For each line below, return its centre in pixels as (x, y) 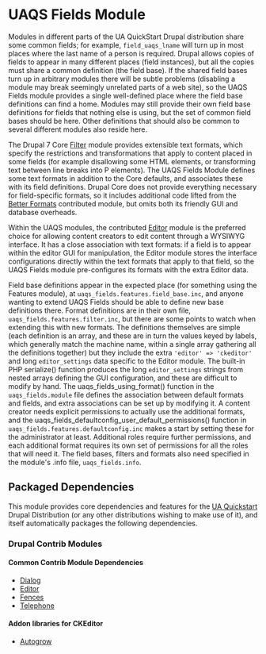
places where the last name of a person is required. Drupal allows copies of (131, 53)
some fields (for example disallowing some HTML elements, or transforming (132, 161)
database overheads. (43, 212)
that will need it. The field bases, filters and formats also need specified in (129, 453)
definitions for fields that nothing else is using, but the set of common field (130, 112)
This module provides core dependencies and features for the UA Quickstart (133, 506)
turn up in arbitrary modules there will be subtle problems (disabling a (122, 79)
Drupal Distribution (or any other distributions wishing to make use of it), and (133, 514)
